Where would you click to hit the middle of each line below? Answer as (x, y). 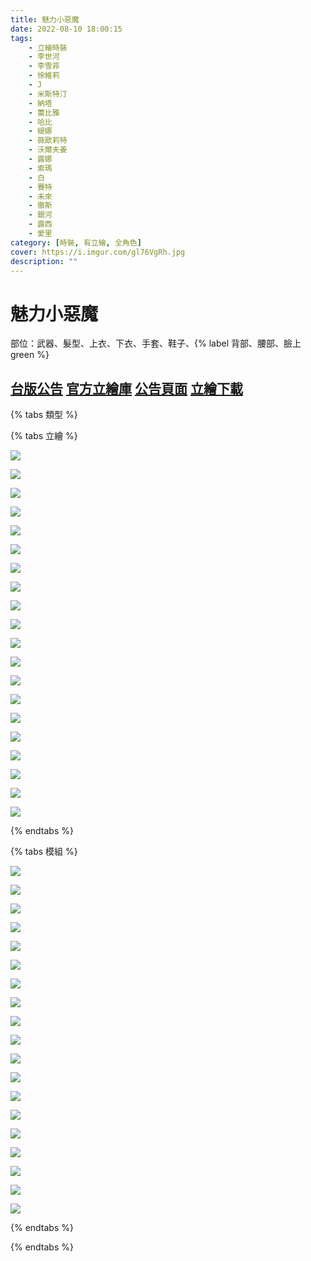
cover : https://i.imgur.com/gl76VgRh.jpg (98, 252)
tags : (21, 38)
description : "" (44, 261)
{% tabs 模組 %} (44, 852)
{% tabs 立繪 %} (44, 436)
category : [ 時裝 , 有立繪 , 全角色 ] (76, 242)
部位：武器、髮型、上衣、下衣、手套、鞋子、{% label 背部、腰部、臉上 (156, 343)
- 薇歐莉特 (48, 141)
